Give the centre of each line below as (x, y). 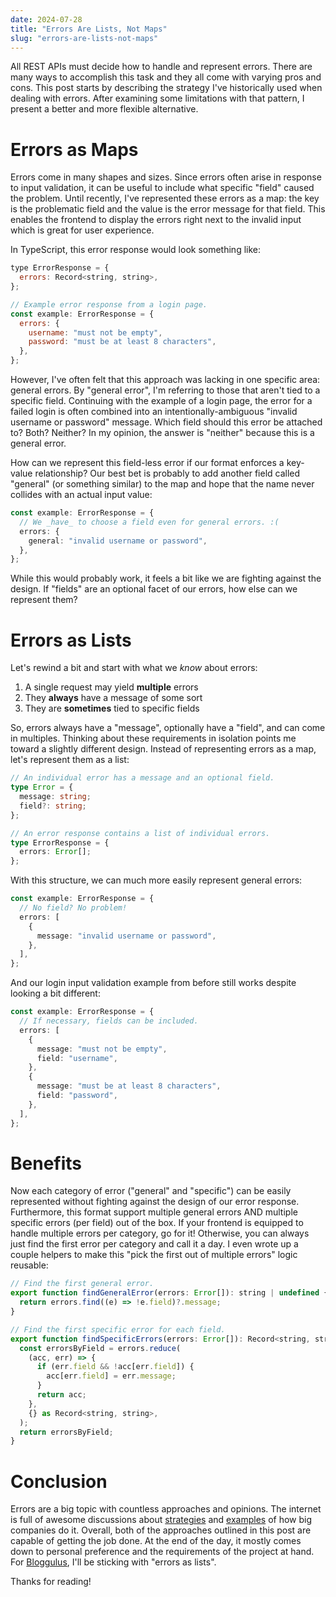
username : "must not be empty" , (95, 332)
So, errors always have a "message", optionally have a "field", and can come (168, 728)
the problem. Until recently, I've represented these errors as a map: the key (165, 198)
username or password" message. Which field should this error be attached (166, 422)
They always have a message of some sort (113, 698)
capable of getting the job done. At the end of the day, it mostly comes (156, 1541)
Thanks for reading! (51, 1582)
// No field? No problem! (73, 908)
